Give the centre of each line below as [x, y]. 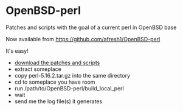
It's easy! [17, 51]
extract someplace [38, 69]
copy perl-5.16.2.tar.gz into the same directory [72, 75]
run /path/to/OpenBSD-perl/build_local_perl [69, 88]
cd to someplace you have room [55, 82]
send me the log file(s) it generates [58, 101]
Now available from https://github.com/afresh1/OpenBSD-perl [83, 39]
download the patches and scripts [57, 62]
